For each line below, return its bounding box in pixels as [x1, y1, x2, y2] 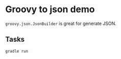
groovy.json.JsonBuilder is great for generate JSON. [5, 20, 117, 26]
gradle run [5, 48, 28, 54]
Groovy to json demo [5, 4, 95, 15]
